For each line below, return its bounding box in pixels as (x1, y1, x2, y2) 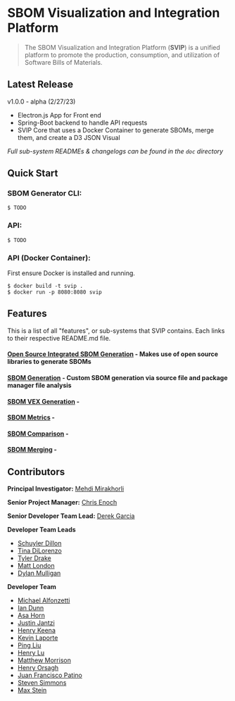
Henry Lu (17, 649, 45, 657)
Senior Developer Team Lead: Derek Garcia (7, 512, 135, 520)
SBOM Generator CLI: (7, 189, 82, 198)
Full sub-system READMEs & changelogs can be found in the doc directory (7, 146, 224, 156)
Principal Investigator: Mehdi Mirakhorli (7, 484, 125, 493)
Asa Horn (17, 611, 46, 620)
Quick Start (7, 168, 58, 179)
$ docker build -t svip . (7, 283, 83, 290)
